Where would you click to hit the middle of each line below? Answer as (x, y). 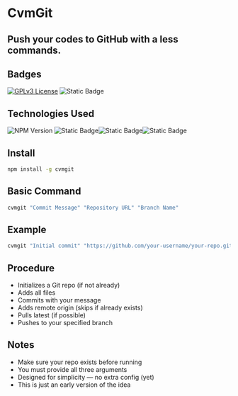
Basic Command (44, 192)
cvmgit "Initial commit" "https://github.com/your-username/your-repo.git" (121, 246)
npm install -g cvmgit (41, 169)
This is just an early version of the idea (74, 385)
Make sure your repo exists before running (80, 362)
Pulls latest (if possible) (52, 315)
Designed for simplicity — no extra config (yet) (86, 377)
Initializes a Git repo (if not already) (69, 285)
